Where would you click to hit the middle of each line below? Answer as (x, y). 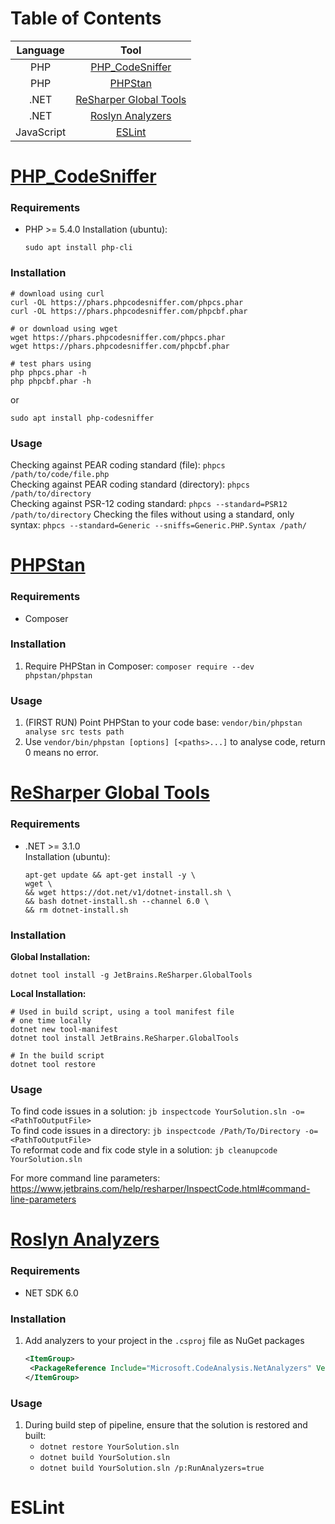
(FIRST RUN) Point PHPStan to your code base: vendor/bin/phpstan (163, 723)
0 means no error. (61, 753)
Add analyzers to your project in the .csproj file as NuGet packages (164, 1340)
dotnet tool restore (53, 1064)
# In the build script (57, 1055)
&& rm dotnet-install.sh (76, 910)
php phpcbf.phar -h (51, 381)
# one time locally (51, 1020)
